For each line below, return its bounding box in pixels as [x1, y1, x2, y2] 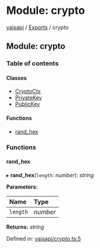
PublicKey [14, 100, 40, 108]
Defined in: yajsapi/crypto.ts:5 [6, 235, 81, 242]
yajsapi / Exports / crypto [6, 24, 69, 31]
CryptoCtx [14, 88, 41, 95]
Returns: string [6, 223, 44, 230]
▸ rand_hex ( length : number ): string [6, 171, 94, 178]
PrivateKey [14, 94, 42, 102]
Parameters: [6, 183, 38, 191]
